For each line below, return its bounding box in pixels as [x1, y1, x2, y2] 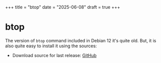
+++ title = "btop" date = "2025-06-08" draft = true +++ [5, 4, 120, 10]
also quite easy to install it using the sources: [5, 43, 97, 49]
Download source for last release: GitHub [12, 52, 97, 58]
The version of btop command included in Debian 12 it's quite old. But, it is [5, 37, 157, 43]
